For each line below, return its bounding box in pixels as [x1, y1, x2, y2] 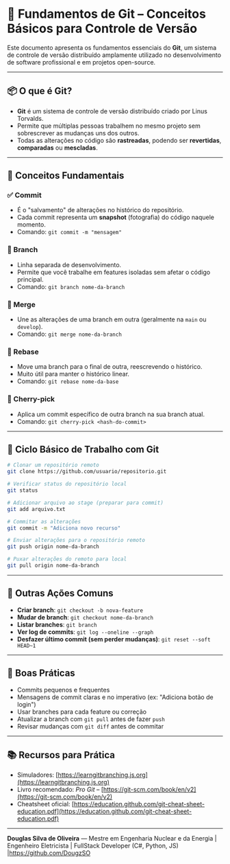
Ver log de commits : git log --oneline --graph [16, 628, 154, 636]
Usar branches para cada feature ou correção [16, 707, 147, 716]
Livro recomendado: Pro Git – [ [16, 786, 104, 794]
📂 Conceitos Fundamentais [7, 170, 125, 181]
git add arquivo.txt [7, 505, 66, 512]
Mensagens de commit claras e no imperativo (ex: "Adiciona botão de [16, 693, 214, 701]
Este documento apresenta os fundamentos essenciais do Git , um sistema [7, 43, 217, 52]
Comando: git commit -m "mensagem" [16, 228, 122, 236]
